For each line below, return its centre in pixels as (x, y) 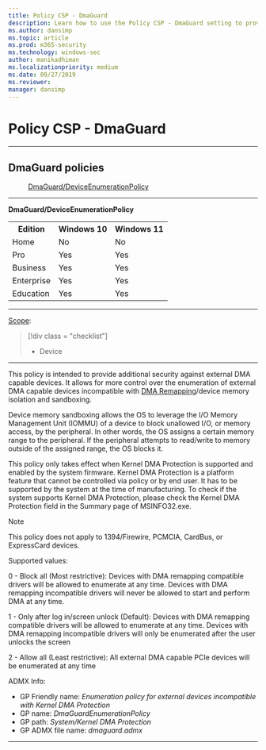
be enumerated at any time (52, 666)
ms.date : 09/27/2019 (42, 75)
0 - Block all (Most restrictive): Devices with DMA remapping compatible (126, 576)
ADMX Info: (27, 681)
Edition (31, 229)
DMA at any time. (36, 602)
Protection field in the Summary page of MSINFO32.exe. (100, 506)
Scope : (20, 321)
